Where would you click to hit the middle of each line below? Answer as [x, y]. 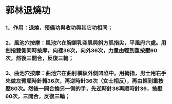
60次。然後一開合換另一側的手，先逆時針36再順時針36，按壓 [87, 89]
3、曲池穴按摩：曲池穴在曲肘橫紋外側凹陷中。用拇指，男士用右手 [86, 73]
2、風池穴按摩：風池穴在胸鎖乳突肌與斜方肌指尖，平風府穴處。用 [86, 43]
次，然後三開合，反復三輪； [40, 58]
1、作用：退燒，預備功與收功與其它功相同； [59, 28]
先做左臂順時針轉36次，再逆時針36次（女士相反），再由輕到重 [82, 81]
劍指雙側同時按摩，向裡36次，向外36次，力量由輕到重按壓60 [81, 51]
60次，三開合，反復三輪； [38, 96]
